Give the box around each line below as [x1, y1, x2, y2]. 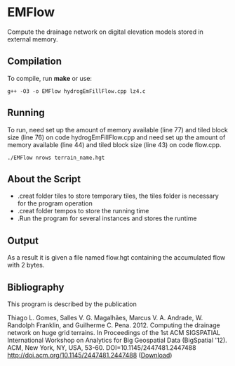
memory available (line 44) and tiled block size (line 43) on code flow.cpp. [7, 140, 222, 149]
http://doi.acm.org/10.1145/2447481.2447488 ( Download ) [7, 351, 173, 359]
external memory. [7, 34, 58, 43]
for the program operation [17, 199, 93, 208]
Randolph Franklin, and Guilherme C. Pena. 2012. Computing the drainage [7, 321, 220, 329]
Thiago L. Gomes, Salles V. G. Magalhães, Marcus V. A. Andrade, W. [7, 314, 203, 322]
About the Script [7, 173, 81, 185]
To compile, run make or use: [7, 74, 93, 82]
